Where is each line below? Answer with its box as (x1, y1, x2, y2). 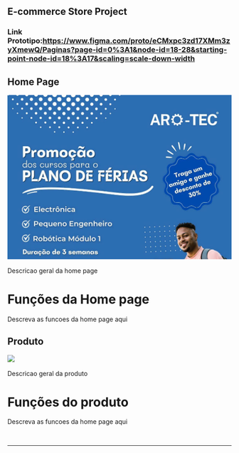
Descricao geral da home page (7, 266, 98, 275)
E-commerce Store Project (7, 6, 127, 18)
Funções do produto (7, 394, 129, 410)
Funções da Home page (7, 291, 150, 307)
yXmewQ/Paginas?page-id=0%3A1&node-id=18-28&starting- (7, 45, 228, 55)
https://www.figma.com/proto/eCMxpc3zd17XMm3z (42, 36, 230, 46)
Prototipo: (7, 36, 43, 46)
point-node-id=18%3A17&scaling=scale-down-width (7, 53, 196, 63)
